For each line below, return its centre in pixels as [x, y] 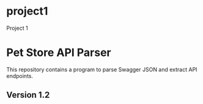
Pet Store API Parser [59, 53]
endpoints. [20, 76]
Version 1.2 [28, 95]
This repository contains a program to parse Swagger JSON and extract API [102, 69]
